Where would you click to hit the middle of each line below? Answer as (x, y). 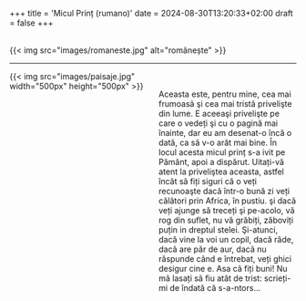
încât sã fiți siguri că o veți (208, 181)
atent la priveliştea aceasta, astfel (221, 171)
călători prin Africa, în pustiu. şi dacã (228, 201)
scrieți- (277, 278)
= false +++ (31, 23)
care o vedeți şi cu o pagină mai (219, 123)
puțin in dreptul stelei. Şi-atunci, (219, 230)
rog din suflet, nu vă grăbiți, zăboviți (226, 220)
